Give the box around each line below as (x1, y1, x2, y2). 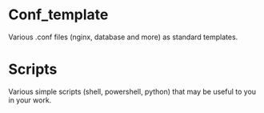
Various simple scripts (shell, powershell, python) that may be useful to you (8, 87, 257, 96)
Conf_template (8, 6, 109, 24)
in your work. (8, 95, 52, 105)
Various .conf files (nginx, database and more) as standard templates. (8, 32, 238, 42)
